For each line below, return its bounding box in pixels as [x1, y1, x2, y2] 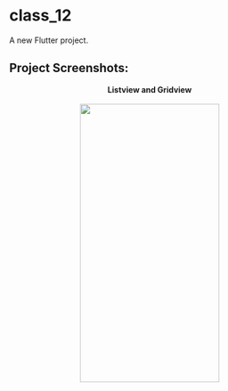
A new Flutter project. [9, 35, 89, 45]
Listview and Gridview [107, 84, 192, 94]
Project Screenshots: [9, 61, 129, 76]
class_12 [9, 5, 72, 26]
